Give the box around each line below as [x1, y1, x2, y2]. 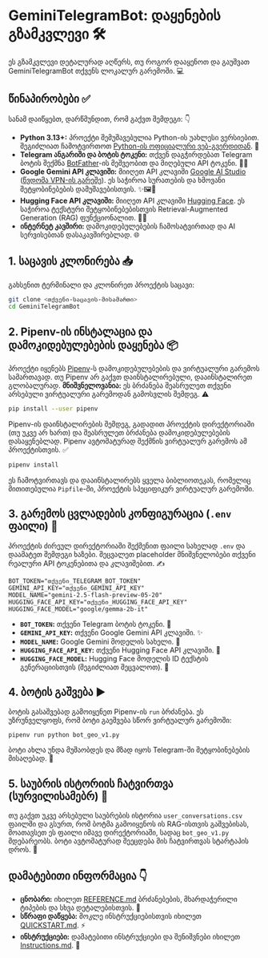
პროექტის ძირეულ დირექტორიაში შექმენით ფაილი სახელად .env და [8, 540, 246, 551]
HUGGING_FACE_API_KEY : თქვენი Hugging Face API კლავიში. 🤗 [19, 645, 222, 655]
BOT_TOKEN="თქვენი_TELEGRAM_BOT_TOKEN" [8, 576, 142, 585]
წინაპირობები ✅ [8, 92, 91, 106]
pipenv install [8, 461, 59, 469]
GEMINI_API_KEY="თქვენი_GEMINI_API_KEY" [8, 584, 146, 592]
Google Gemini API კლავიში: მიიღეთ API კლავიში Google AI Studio [19, 167, 246, 176]
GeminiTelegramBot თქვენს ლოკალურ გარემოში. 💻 [8, 66, 184, 75]
